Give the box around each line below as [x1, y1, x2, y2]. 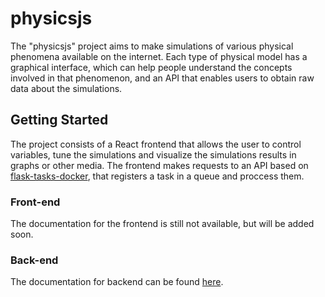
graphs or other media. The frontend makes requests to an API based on [10, 159, 309, 171]
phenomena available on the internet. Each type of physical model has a [10, 50, 308, 62]
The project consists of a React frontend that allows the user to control [10, 138, 302, 150]
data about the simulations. [10, 82, 123, 94]
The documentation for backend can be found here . [10, 276, 224, 288]
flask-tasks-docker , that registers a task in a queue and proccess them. [10, 170, 305, 182]
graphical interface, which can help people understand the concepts [10, 61, 293, 73]
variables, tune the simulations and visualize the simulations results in [10, 148, 297, 161]
